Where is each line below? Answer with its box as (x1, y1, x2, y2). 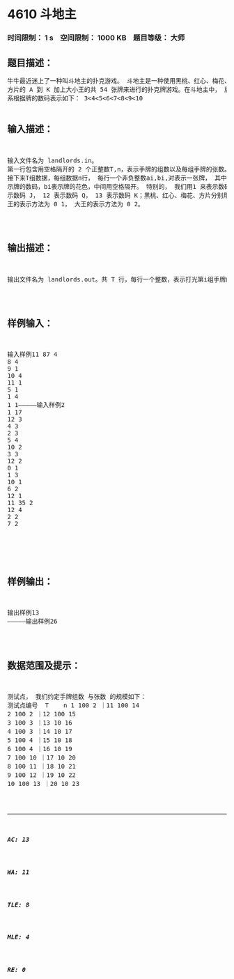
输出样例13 (7, 609, 40, 617)
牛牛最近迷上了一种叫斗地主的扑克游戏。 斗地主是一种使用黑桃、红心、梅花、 (7, 77, 231, 84)
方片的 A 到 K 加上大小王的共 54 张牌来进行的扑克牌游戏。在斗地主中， (7, 85, 221, 93)
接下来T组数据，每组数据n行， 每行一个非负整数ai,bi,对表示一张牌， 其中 (7, 174, 228, 182)
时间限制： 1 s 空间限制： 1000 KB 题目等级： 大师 (7, 33, 185, 43)
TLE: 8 (7, 900, 30, 909)
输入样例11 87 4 (7, 350, 58, 359)
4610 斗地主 (7, 6, 77, 22)
